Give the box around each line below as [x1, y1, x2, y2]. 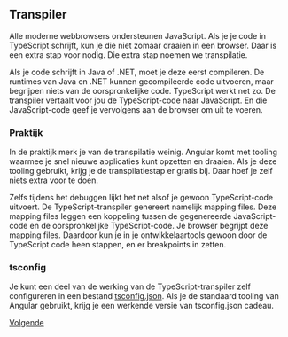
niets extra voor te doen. [9, 175, 99, 185]
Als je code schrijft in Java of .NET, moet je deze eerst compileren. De [9, 67, 265, 77]
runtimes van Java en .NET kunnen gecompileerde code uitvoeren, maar [9, 75, 275, 87]
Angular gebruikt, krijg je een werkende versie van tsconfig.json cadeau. [9, 301, 275, 311]
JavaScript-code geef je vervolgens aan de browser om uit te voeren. [9, 104, 263, 114]
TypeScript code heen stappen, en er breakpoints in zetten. [9, 239, 227, 250]
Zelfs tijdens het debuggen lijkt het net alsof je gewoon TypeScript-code [9, 192, 273, 203]
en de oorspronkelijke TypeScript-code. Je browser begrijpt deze [29, 221, 269, 231]
